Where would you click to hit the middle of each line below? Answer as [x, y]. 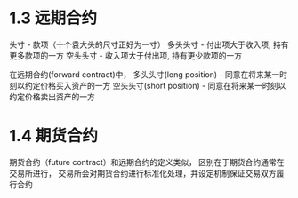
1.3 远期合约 [53, 18]
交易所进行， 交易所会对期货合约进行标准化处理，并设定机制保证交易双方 [143, 173]
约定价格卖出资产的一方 [52, 96]
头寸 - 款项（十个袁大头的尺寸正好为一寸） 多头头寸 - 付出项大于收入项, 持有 [149, 44]
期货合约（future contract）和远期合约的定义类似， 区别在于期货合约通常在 [147, 162]
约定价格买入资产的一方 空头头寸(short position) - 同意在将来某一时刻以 [155, 85]
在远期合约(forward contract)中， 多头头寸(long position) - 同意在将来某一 [145, 74]
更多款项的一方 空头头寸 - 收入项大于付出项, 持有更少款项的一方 [126, 55]
